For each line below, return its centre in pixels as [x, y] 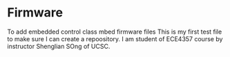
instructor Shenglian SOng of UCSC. [59, 46]
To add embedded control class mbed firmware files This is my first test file [115, 32]
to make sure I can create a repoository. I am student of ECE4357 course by [115, 38]
